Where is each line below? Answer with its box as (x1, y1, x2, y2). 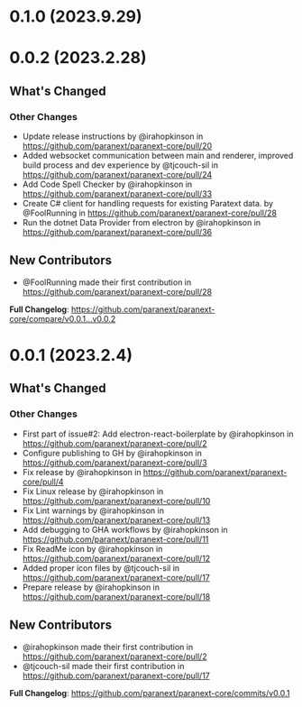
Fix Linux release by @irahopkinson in (22, 485, 164, 497)
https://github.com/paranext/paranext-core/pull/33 (22, 188, 213, 199)
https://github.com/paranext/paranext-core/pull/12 (22, 553, 211, 564)
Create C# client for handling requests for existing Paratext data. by (22, 198, 273, 209)
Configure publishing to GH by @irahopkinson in (22, 447, 203, 458)
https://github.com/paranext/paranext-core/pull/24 (22, 170, 213, 180)
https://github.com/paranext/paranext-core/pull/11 (22, 534, 209, 545)
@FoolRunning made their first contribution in (22, 277, 192, 288)
